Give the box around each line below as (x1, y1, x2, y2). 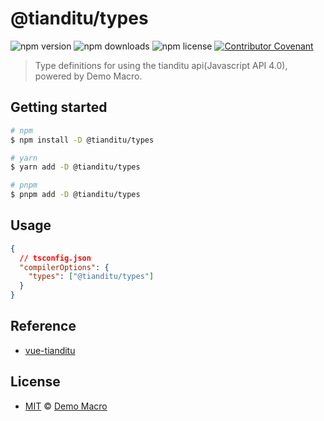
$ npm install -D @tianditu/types (10, 135, 155, 145)
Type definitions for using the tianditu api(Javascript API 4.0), (34, 59, 288, 71)
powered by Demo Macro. (34, 70, 143, 82)
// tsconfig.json (19, 253, 92, 263)
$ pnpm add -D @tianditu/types (10, 190, 141, 200)
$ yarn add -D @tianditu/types (10, 162, 141, 172)
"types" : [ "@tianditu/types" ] (28, 272, 155, 282)
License (10, 373, 61, 391)
